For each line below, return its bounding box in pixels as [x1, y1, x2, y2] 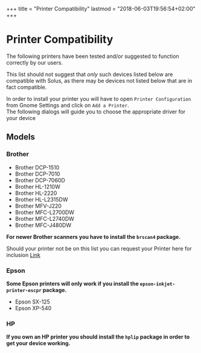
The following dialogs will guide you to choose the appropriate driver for [6, 108, 186, 115]
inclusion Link [6, 251, 40, 258]
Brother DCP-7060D [14, 176, 65, 183]
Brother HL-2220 [14, 189, 57, 197]
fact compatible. [6, 83, 47, 91]
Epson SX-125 [14, 298, 50, 305]
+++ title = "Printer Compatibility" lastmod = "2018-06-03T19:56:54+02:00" [6, 5, 196, 12]
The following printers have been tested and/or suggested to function [6, 52, 179, 60]
